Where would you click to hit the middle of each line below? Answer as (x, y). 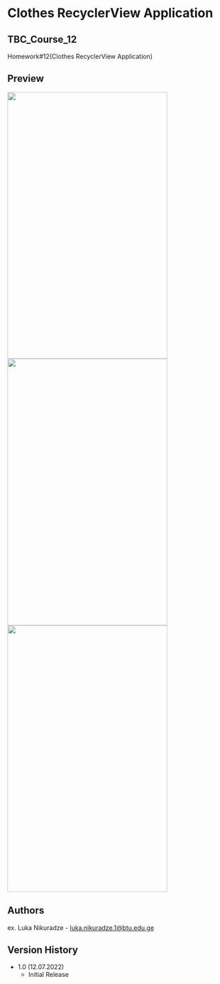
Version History (43, 950)
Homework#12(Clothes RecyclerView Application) (80, 56)
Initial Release (49, 975)
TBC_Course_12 (42, 39)
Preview (26, 79)
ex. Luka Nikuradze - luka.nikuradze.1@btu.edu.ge (81, 927)
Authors (26, 910)
